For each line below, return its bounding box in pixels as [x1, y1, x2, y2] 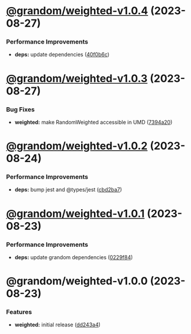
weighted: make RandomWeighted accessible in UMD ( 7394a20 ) [14, 118, 173, 125]
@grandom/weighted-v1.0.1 [6, 207, 145, 220]
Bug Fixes [6, 105, 35, 113]
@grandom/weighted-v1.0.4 [6, 4, 149, 18]
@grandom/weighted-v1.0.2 [6, 140, 148, 153]
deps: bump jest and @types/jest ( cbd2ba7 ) [14, 186, 122, 193]
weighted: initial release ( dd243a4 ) [14, 321, 101, 328]
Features [6, 308, 32, 316]
